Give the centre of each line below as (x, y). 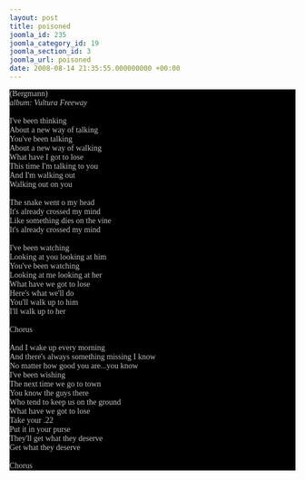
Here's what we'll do (42, 293)
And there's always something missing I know (83, 356)
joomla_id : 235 (38, 34)
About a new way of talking (54, 129)
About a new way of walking (56, 147)
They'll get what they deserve (56, 438)
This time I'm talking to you (54, 166)
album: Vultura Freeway (49, 102)
